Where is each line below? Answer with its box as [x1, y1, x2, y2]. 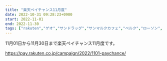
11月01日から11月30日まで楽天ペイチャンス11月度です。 [5, 40, 117, 46]
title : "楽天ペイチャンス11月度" [5, 7, 67, 12]
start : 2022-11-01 [5, 16, 43, 21]
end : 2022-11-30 [5, 21, 39, 26]
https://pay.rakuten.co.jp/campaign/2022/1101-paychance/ [5, 50, 126, 56]
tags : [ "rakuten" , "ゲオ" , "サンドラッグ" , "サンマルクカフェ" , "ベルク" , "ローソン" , [5, 26, 162, 31]
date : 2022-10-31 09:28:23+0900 [5, 12, 72, 17]
